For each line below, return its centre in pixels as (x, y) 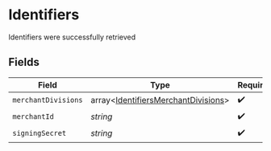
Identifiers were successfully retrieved (72, 37)
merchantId (33, 117)
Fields (24, 62)
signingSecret (40, 133)
